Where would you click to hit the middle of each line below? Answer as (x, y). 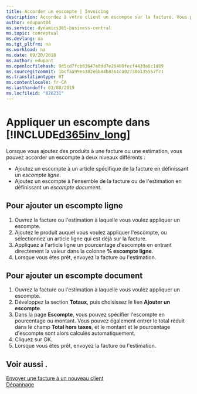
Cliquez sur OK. (33, 339)
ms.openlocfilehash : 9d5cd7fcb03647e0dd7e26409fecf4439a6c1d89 (85, 66)
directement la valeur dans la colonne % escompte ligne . (84, 251)
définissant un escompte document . (58, 187)
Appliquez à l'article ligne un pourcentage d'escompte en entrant (93, 244)
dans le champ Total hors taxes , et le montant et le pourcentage (92, 327)
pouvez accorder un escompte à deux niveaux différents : (76, 157)
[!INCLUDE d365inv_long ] (68, 135)
